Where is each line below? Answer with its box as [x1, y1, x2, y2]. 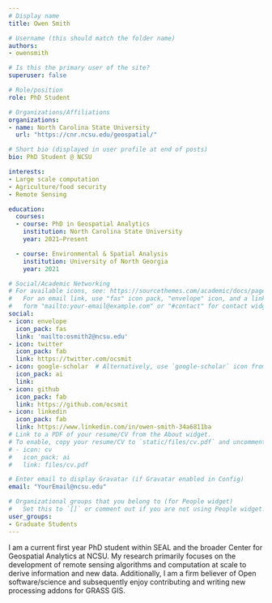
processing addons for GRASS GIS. [8, 585, 125, 595]
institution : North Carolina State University [23, 228, 183, 236]
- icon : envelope [8, 317, 67, 325]
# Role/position [8, 86, 63, 94]
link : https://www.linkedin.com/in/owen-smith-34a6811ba [15, 423, 212, 431]
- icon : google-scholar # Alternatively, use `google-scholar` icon [8, 363, 249, 371]
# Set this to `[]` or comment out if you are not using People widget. [8, 505, 266, 513]
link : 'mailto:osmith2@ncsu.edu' [15, 332, 129, 341]
